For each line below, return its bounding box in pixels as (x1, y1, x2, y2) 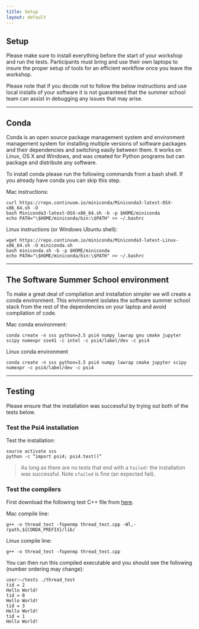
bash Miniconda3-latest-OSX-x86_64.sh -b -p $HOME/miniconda (6, 210, 161, 216)
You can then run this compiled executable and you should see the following (6, 559, 192, 567)
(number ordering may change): (6, 565, 84, 573)
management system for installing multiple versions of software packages (6, 140, 187, 147)
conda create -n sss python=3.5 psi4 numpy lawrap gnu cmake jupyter (6, 332, 182, 338)
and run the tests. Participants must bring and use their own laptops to (6, 58, 178, 65)
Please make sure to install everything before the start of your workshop (6, 52, 182, 59)
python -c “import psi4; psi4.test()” (6, 454, 102, 460)
